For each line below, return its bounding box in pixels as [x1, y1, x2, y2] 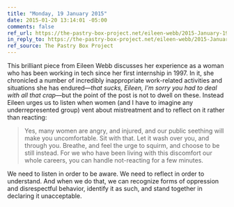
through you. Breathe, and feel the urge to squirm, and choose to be [24, 142, 220, 149]
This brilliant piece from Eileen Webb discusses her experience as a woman [7, 62, 224, 69]
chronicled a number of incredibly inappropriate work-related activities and [7, 76, 223, 84]
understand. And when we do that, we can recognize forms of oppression [7, 177, 219, 185]
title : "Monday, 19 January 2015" [7, 10, 108, 17]
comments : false [7, 23, 54, 30]
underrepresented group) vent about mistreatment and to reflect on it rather [7, 106, 225, 114]
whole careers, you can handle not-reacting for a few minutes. [24, 156, 204, 164]
